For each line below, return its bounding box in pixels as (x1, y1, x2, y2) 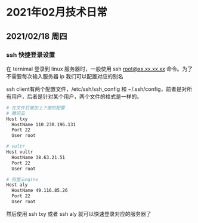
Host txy (6, 116, 28, 122)
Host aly (6, 182, 28, 188)
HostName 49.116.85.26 (11, 188, 68, 194)
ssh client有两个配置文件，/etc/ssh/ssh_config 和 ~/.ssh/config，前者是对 (6, 85, 187, 93)
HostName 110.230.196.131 (11, 121, 76, 127)
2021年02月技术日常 (6, 5, 107, 19)
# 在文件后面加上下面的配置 (6, 105, 66, 111)
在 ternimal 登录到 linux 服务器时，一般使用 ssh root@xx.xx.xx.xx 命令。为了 (6, 65, 193, 72)
